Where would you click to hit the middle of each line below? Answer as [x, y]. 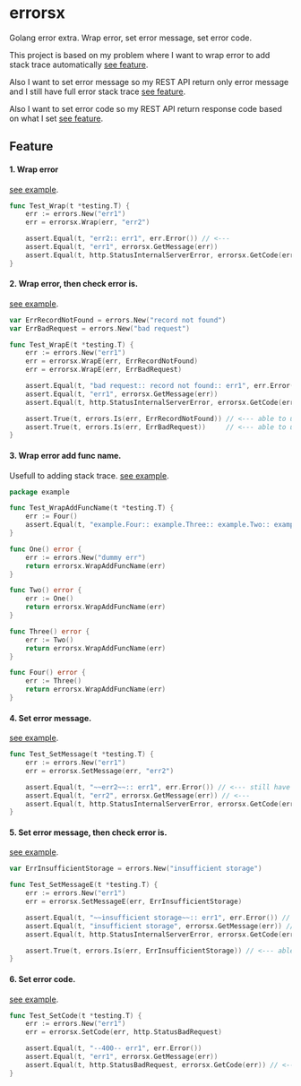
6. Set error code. [43, 978]
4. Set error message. [51, 718]
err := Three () [54, 681]
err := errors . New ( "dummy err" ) [86, 557]
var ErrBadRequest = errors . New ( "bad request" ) [100, 328]
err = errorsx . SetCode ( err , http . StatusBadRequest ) [124, 1032]
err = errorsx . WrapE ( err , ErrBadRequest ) [103, 370]
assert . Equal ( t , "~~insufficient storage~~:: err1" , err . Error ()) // [158, 918]
